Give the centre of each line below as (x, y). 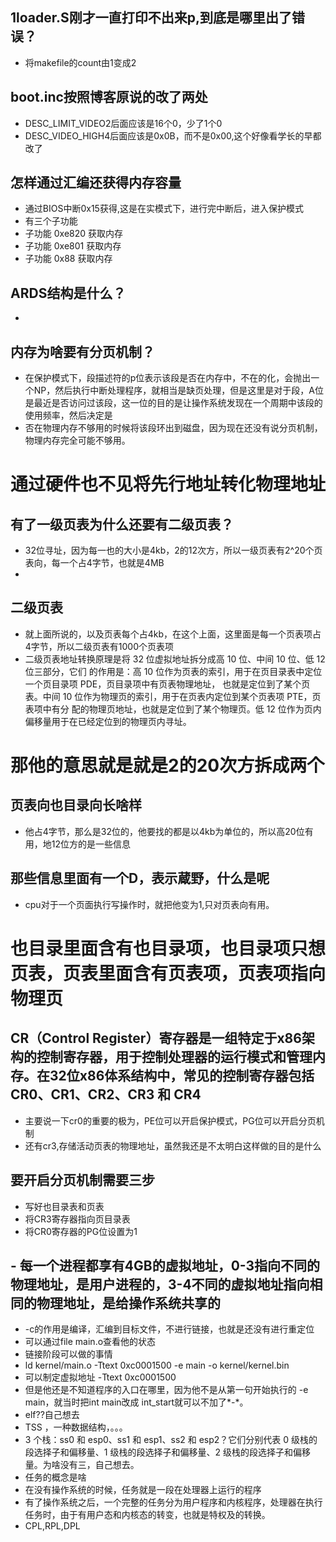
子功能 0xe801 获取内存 (73, 246)
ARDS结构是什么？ (68, 293)
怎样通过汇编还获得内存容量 (96, 183)
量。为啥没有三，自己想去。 (82, 1465)
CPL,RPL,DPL (52, 1526)
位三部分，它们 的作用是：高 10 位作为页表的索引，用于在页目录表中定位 (173, 671)
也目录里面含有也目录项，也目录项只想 (168, 948)
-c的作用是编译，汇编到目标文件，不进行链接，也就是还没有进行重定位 (169, 1329)
